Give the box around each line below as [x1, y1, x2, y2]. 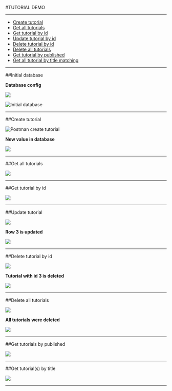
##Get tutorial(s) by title [5, 365, 56, 372]
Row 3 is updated [5, 229, 43, 235]
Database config [5, 82, 42, 88]
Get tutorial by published [12, 52, 65, 58]
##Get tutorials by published [5, 341, 66, 347]
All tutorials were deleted [5, 317, 60, 323]
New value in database [5, 136, 55, 142]
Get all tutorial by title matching [12, 57, 79, 63]
